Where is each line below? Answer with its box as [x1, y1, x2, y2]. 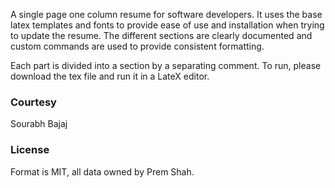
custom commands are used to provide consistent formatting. [10, 40, 265, 52]
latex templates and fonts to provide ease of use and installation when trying [10, 19, 325, 31]
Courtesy [10, 95, 57, 109]
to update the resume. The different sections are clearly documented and [10, 30, 313, 41]
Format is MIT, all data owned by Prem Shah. [10, 165, 195, 178]
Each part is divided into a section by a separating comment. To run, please [10, 60, 322, 71]
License [10, 143, 50, 157]
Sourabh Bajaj [10, 118, 68, 130]
